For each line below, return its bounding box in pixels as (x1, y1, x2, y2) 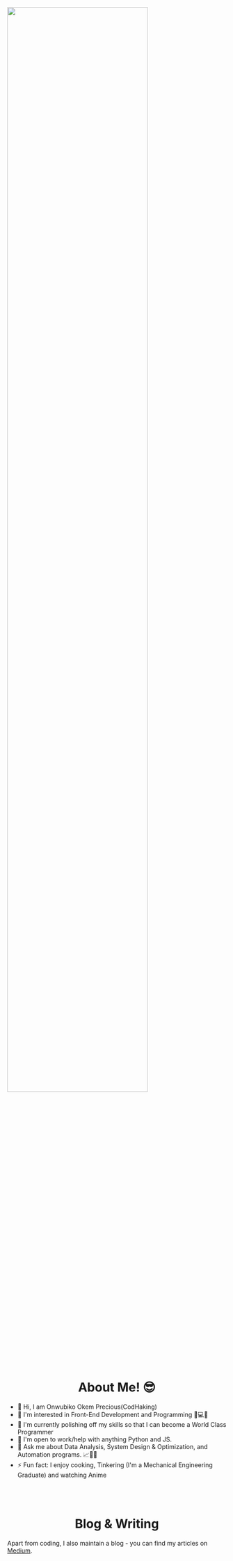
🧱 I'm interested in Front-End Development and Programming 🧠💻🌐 (17, 1410, 209, 1418)
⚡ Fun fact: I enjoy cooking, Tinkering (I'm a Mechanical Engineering (17, 1460, 214, 1469)
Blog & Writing (74, 1516, 159, 1532)
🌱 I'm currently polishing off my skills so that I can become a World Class (17, 1420, 227, 1428)
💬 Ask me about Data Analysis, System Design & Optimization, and (17, 1442, 208, 1450)
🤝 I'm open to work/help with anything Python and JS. (17, 1435, 172, 1443)
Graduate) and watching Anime (17, 1471, 107, 1479)
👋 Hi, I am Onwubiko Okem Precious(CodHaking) (17, 1402, 158, 1411)
